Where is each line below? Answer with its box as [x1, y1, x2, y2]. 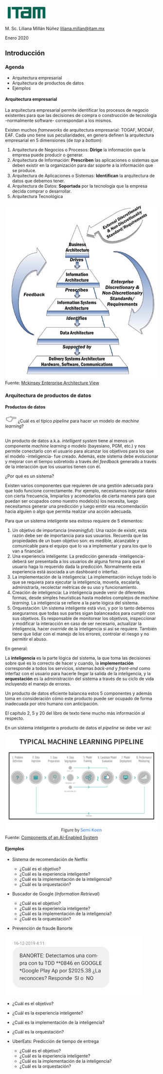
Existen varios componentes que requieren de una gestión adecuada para [5, 482, 153, 488]
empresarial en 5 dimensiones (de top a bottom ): [5, 137, 103, 143]
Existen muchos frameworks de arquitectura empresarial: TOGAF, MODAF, [5, 127, 155, 133]
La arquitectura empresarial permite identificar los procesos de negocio [5, 107, 149, 113]
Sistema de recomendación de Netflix [12, 857, 88, 862]
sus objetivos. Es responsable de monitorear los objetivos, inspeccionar [12, 615, 156, 621]
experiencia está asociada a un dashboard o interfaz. [12, 568, 119, 574]
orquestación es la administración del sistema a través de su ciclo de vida [5, 676, 154, 682]
